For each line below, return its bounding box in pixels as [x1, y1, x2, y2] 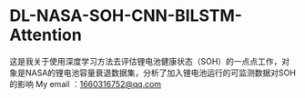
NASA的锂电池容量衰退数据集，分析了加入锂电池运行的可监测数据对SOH [25, 67, 296, 78]
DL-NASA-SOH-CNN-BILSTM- [9, 5, 243, 26]
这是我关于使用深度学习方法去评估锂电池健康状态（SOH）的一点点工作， [9, 55, 282, 66]
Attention [9, 24, 82, 45]
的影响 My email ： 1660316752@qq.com [9, 78, 162, 89]
